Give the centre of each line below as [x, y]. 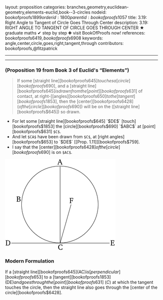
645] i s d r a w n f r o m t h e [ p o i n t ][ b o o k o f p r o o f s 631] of [94, 91]
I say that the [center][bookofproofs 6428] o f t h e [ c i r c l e [65, 147]
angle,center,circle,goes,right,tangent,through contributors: [64, 43]
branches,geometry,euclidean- [98, 7]
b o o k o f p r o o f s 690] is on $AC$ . [43, 152]
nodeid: [99, 12]
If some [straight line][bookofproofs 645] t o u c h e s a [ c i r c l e [73, 81]
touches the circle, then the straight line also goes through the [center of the [81, 287]
